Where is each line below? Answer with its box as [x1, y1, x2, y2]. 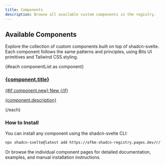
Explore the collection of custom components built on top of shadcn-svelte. [5, 43, 160, 50]
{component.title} [5, 76, 50, 83]
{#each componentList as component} [5, 64, 84, 70]
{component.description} [5, 97, 56, 103]
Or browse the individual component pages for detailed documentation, [5, 149, 151, 155]
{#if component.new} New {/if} [5, 87, 68, 93]
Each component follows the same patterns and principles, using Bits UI [5, 49, 152, 55]
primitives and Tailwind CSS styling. [5, 54, 78, 60]
